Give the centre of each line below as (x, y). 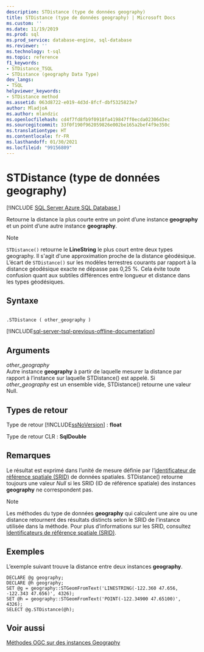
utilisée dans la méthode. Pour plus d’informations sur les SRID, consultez (99, 526)
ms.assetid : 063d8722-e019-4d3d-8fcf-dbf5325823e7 (72, 102)
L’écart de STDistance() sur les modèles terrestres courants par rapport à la (101, 262)
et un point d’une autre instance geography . (62, 226)
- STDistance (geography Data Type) (53, 74)
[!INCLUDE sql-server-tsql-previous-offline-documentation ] (81, 331)
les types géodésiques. (36, 282)
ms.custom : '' (24, 23)
